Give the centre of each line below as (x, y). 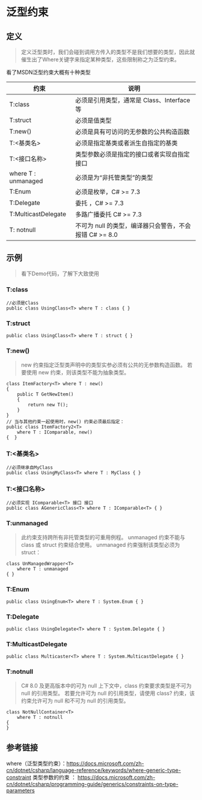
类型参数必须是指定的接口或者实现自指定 (132, 154)
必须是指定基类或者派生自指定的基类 (126, 143)
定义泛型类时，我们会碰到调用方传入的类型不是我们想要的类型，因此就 (108, 52)
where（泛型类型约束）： (37, 763)
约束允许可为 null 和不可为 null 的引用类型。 (75, 700)
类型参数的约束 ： (54, 777)
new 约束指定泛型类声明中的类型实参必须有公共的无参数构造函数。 (103, 365)
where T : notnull (40, 717)
